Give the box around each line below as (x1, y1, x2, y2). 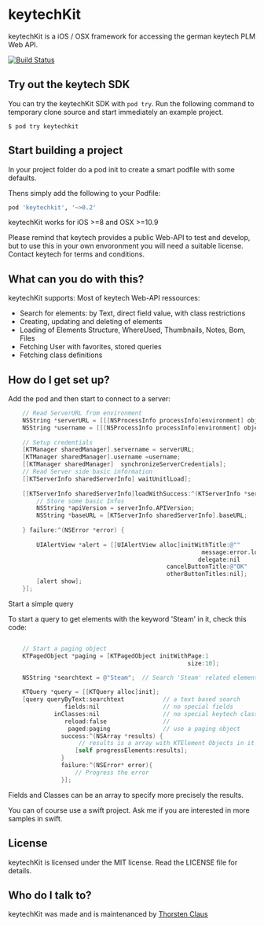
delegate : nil (197, 555, 241, 563)
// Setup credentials (22, 438, 93, 446)
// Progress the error (75, 769, 149, 777)
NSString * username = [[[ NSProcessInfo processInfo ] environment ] (22, 423, 241, 432)
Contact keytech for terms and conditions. (8, 249, 145, 259)
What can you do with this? (8, 272, 145, 286)
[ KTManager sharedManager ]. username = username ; (22, 453, 181, 461)
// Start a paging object (22, 644, 108, 652)
